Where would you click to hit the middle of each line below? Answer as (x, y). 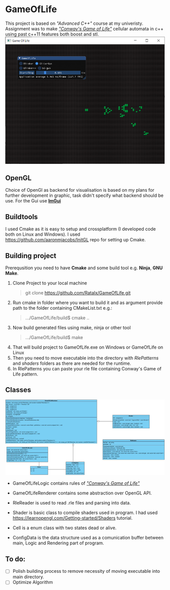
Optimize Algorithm (33, 582)
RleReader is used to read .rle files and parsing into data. (72, 503)
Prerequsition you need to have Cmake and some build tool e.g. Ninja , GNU (84, 268)
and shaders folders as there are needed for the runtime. (72, 363)
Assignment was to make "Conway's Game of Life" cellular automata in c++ (84, 28)
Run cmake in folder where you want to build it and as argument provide (88, 303)
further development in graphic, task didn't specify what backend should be (84, 195)
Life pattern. (25, 374)
